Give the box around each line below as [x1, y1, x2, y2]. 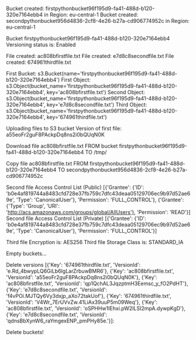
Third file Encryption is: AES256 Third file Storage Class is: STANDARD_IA [6, 239, 184, 245]
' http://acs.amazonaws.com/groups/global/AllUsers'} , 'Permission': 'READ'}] [6, 209, 191, 215]
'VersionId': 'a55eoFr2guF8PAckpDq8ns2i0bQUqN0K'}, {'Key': [6, 274, 157, 280]
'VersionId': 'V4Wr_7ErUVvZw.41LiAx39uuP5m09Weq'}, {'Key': [6, 298, 158, 305]
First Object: [61, 76, 91, 83]
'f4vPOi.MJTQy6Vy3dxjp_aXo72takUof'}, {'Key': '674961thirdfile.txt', [6, 293, 171, 299]
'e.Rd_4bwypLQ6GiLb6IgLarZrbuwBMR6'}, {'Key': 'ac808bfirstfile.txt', [6, 267, 174, 274]
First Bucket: [6, 70, 37, 77]
